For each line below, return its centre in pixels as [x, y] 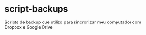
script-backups [36, 9]
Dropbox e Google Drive [29, 27]
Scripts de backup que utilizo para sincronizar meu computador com [73, 22]
